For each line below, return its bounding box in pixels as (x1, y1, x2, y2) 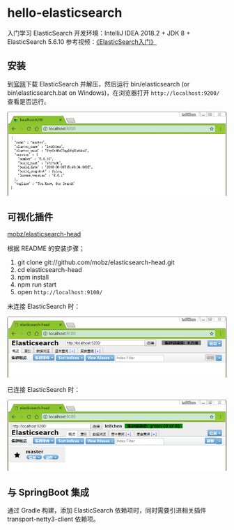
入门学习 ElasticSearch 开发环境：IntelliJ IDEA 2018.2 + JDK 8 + (7, 29, 191, 37)
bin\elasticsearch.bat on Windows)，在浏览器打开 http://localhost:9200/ (7, 89, 220, 97)
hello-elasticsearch (7, 5, 123, 21)
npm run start (17, 280, 57, 289)
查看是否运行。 (7, 97, 50, 105)
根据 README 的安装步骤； (7, 244, 86, 252)
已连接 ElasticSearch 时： (7, 386, 81, 394)
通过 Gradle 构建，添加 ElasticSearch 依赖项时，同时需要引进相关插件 (7, 506, 207, 515)
